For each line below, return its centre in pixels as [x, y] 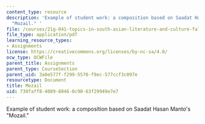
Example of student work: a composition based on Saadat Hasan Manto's [99, 109]
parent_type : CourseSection [42, 69]
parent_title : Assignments [41, 63]
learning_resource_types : [39, 40]
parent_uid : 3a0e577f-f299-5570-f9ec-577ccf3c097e [72, 75]
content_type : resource [37, 12]
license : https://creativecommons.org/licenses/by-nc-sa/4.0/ [87, 52]
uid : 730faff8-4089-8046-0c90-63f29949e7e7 [63, 92]
